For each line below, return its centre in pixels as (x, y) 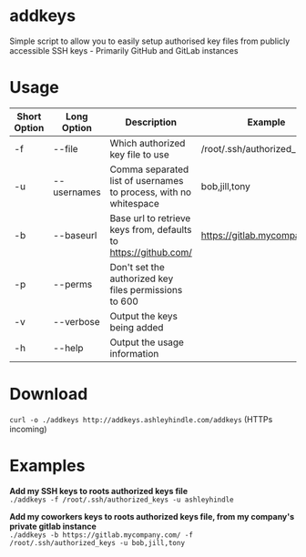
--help (68, 348)
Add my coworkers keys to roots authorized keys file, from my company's (152, 516)
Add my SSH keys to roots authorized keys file (99, 491)
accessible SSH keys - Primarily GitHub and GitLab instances (124, 50)
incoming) (28, 429)
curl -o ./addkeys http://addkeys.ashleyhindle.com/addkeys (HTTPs (141, 419)
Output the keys (144, 316)
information (134, 353)
